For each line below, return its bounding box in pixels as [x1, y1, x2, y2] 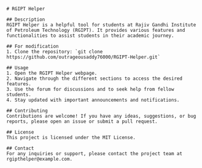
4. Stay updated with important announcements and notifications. [6, 97, 180, 103]
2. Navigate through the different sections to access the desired [6, 75, 183, 82]
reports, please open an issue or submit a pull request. [6, 118, 158, 124]
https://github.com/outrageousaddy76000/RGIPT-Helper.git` [6, 54, 161, 60]
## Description [6, 17, 45, 23]
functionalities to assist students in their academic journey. [6, 32, 174, 39]
